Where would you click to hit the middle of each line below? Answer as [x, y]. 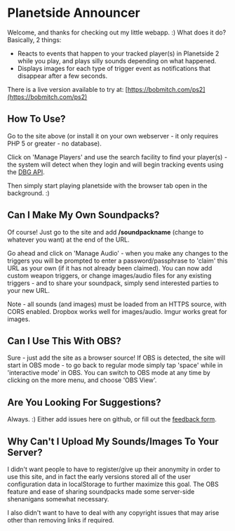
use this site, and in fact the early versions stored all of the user [99, 477]
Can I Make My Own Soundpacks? [83, 215]
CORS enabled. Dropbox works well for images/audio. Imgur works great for [117, 311]
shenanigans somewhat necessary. [58, 499]
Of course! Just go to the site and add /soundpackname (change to [106, 232]
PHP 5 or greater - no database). [54, 143]
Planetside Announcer [74, 13]
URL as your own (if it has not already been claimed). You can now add [110, 268]
